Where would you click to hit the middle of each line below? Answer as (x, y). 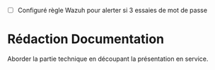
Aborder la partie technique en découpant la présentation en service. (108, 59)
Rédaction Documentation (86, 39)
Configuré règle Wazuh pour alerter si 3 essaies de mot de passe (112, 10)
